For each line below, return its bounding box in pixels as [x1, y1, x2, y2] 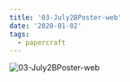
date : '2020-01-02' [9, 21, 82, 30]
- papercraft [17, 37, 66, 47]
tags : [9, 29, 30, 38]
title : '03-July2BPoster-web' [9, 12, 123, 22]
